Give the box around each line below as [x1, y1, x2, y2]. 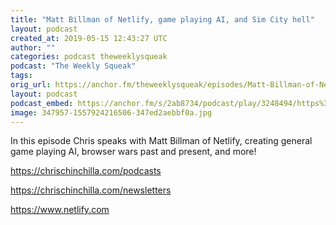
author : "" [10, 42, 56, 53]
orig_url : [10, 80, 52, 90]
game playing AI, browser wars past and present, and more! [10, 146, 257, 158]
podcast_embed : [10, 98, 74, 108]
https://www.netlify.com [10, 204, 110, 216]
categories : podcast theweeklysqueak [10, 52, 168, 62]
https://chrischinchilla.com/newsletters [10, 184, 172, 196]
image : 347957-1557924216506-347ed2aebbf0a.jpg [10, 107, 213, 118]
